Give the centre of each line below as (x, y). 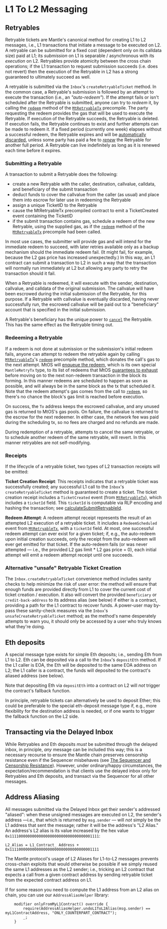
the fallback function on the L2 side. (42, 716)
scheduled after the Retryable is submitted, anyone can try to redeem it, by (82, 103)
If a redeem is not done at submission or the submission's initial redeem (79, 348)
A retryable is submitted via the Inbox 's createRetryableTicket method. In (81, 87)
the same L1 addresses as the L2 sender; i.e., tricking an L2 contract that (80, 869)
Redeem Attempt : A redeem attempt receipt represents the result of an (78, 518)
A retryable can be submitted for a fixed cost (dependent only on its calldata (83, 50)
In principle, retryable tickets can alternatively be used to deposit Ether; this (83, 700)
